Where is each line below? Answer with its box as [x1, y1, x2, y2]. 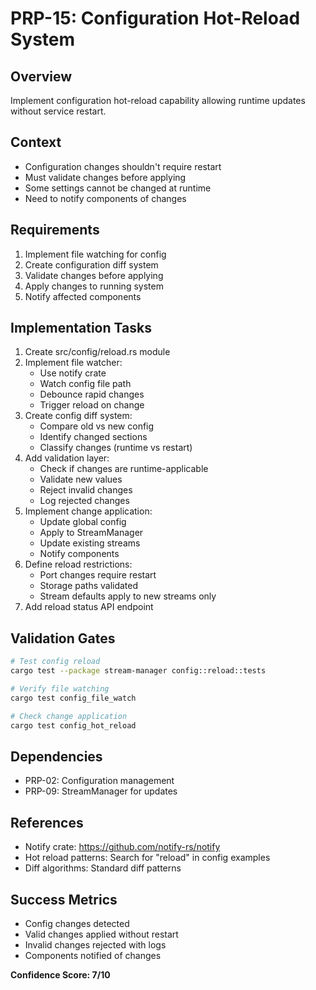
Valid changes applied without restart [24, 928, 179, 940]
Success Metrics [10, 891, 118, 908]
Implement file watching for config [24, 248, 167, 260]
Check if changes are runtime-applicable [39, 463, 209, 475]
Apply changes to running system [24, 280, 164, 292]
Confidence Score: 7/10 [10, 968, 111, 981]
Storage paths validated [39, 580, 139, 592]
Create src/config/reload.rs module [24, 346, 171, 358]
